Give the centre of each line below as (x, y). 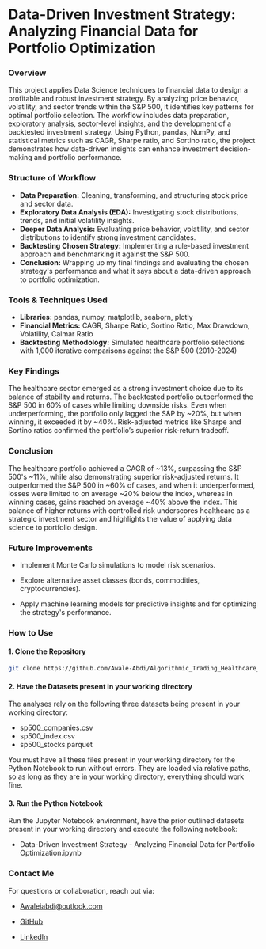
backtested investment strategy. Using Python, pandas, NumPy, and (120, 132)
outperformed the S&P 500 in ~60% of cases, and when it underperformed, (132, 485)
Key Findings (34, 371)
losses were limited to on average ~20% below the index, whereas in (120, 493)
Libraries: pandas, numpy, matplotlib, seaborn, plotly (106, 317)
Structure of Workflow (52, 178)
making (21, 158)
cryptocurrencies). (50, 588)
